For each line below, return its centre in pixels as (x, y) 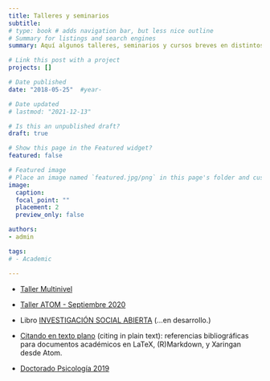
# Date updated (34, 104)
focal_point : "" (43, 200)
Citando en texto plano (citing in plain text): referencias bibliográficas (134, 335)
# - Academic (30, 259)
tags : (17, 251)
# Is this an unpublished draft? (64, 126)
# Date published (37, 82)
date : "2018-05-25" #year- (55, 89)
